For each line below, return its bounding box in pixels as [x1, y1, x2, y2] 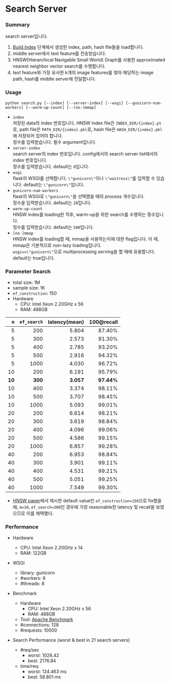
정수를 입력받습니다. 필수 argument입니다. [12, 139, 97, 145]
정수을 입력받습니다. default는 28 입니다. [12, 199, 92, 206]
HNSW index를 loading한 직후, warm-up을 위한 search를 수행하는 [12, 211, 146, 217]
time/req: [20, 663, 40, 669]
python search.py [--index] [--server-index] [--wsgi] [5, 100, 124, 106]
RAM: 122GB [20, 550, 47, 556]
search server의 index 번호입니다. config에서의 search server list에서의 [12, 150, 158, 157]
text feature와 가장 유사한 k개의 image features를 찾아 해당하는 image [12, 70, 154, 76]
